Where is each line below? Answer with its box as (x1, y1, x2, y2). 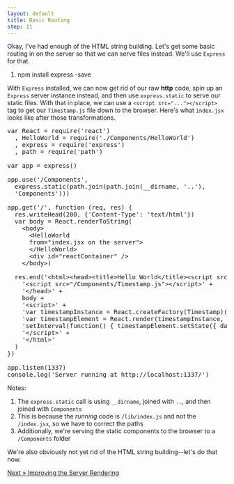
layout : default (7, 10, 54, 17)
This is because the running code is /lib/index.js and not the (17, 412, 197, 421)
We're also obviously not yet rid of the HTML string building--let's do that (7, 448, 218, 456)
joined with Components (17, 405, 82, 413)
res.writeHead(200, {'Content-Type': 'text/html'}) (14, 210, 195, 219)
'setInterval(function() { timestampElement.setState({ (22, 322, 217, 330)
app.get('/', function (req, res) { (7, 203, 132, 212)
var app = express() (7, 162, 78, 170)
